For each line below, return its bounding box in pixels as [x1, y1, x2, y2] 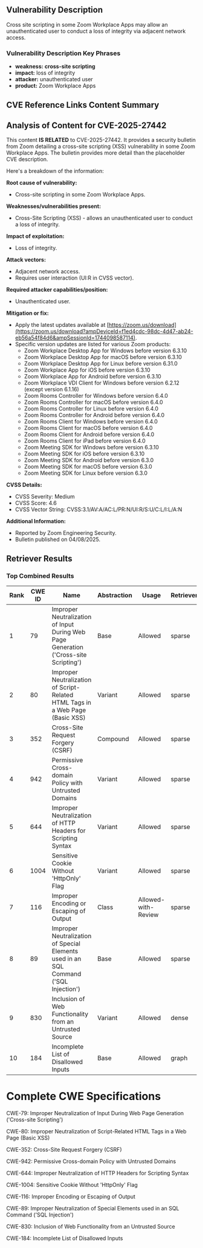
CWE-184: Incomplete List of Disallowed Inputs [6, 1234, 123, 1242]
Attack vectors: [6, 256, 47, 263]
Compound [97, 735, 129, 743]
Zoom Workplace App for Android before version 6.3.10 [24, 373, 161, 380]
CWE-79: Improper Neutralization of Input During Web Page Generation [6, 1109, 184, 1116]
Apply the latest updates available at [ [14, 321, 109, 329]
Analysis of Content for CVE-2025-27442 [6, 120, 167, 130]
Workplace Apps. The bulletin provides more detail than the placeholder [6, 149, 185, 156]
